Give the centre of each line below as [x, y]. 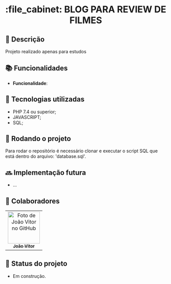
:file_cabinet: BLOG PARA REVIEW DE [86, 9]
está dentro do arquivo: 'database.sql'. [46, 156]
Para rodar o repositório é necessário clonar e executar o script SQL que [82, 151]
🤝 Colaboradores [33, 201]
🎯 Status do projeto [36, 264]
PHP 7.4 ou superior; [34, 112]
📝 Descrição [25, 39]
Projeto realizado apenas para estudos [46, 52]
